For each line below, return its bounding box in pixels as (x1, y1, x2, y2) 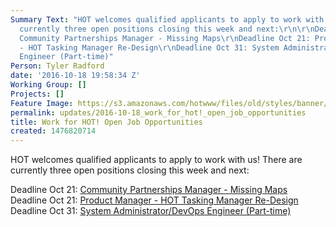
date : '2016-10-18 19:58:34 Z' (10, 71, 141, 81)
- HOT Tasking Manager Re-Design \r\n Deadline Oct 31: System (19, 42, 280, 53)
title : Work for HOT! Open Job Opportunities (10, 117, 203, 127)
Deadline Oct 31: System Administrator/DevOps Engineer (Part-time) (10, 205, 292, 217)
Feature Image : (10, 98, 74, 108)
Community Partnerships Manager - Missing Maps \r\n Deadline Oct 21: (19, 33, 311, 43)
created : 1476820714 (10, 126, 97, 136)
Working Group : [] (10, 80, 87, 90)
